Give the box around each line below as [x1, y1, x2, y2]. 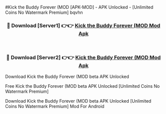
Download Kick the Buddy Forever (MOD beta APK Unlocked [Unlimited [5, 98, 152, 104]
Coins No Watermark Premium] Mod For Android [5, 103, 104, 109]
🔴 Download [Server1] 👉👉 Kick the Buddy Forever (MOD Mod [6, 22, 161, 29]
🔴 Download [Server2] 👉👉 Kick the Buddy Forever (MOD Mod [6, 54, 161, 61]
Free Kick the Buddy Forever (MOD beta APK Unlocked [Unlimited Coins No [5, 83, 160, 89]
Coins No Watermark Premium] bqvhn [5, 9, 83, 15]
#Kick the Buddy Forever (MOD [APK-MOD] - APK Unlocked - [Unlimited [5, 4, 154, 10]
